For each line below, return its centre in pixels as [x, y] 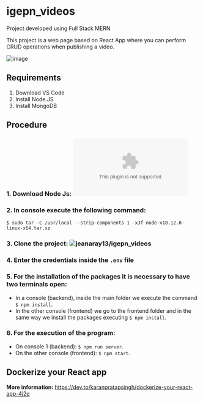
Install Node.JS [34, 99]
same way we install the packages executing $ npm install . [91, 317]
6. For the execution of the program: [61, 333]
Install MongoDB [36, 106]
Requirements [34, 78]
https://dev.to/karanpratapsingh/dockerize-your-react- [124, 387]
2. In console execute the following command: [76, 210]
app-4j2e [18, 393]
